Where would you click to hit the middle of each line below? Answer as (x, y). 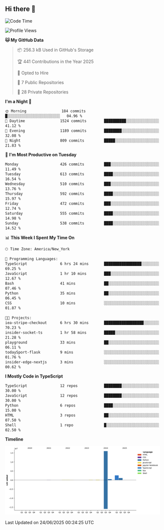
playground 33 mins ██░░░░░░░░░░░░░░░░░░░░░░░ (82, 342)
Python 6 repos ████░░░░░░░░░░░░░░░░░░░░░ (82, 405)
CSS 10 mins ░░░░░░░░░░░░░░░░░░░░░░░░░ (82, 303)
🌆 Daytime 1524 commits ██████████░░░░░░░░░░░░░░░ (82, 121)
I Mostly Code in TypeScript (34, 376)
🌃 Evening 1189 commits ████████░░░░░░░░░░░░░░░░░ (82, 131)
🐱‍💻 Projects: (18, 318)
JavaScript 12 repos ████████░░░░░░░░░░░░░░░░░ (82, 396)
